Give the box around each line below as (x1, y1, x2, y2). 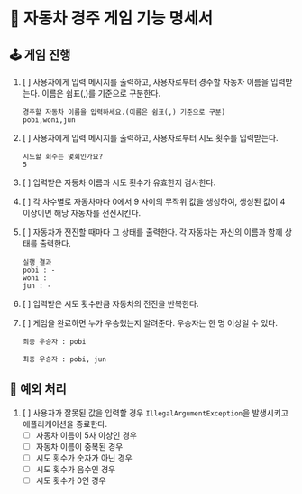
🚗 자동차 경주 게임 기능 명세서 (9, 8, 214, 29)
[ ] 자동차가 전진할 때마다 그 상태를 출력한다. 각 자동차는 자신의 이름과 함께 (22, 227, 283, 238)
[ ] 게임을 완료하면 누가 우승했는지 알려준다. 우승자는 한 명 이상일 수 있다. (22, 318, 278, 328)
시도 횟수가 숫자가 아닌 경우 (35, 452, 133, 463)
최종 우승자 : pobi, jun (22, 355, 106, 364)
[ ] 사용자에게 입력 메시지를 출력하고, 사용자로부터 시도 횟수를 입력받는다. (22, 133, 279, 143)
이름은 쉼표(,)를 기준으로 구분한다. (41, 88, 160, 98)
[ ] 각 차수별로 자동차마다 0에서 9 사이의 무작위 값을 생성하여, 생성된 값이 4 (22, 196, 286, 207)
